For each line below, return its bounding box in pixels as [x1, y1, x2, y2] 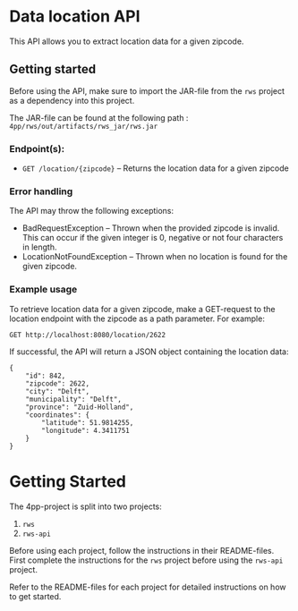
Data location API [9, 6, 140, 27]
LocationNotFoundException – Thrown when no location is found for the [21, 251, 288, 262]
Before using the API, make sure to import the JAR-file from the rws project [9, 85, 285, 96]
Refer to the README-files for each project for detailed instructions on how [9, 581, 286, 592]
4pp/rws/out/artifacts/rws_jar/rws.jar [9, 122, 158, 131]
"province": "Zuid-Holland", [25, 403, 134, 412]
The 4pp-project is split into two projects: [9, 501, 163, 512]
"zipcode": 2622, [25, 378, 90, 388]
